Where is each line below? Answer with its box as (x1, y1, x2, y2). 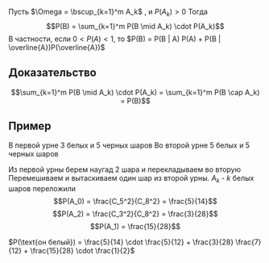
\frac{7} (235, 237, 262, 247)
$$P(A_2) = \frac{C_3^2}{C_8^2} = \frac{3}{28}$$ (52, 209, 219, 219)
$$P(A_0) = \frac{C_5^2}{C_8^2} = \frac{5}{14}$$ (53, 197, 217, 207)
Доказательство (8, 66, 97, 80)
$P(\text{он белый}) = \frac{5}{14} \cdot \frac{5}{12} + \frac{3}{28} (8, 237, 234, 247)
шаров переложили (8, 184, 77, 194)
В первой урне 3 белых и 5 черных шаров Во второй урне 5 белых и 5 (8, 140, 250, 150)
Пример (8, 119, 52, 132)
